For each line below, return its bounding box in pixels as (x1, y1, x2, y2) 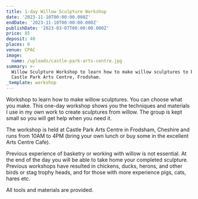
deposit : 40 (6, 36, 35, 42)
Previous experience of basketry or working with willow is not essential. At (6, 150, 187, 157)
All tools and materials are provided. (6, 187, 94, 193)
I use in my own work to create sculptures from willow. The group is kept (6, 108, 183, 115)
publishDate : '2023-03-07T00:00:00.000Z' (6, 25, 110, 31)
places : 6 (6, 42, 31, 48)
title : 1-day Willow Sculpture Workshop (6, 8, 107, 15)
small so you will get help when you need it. (6, 115, 112, 121)
